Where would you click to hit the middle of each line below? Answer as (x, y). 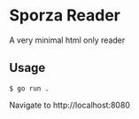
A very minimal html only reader (67, 40)
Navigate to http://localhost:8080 (70, 105)
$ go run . (29, 88)
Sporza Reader (65, 16)
